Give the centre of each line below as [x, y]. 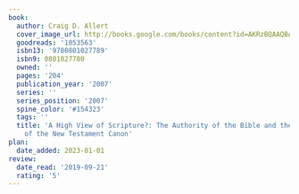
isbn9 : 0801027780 [51, 59]
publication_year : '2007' [65, 84]
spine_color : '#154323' [60, 109]
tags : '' [33, 117]
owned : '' [34, 68]
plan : [18, 142]
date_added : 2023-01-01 [60, 150]
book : [18, 17]
